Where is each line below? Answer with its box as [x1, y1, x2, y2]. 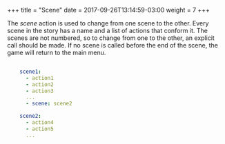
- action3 [25, 88, 54, 94]
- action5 [25, 125, 54, 132]
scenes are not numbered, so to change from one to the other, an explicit [7, 34, 215, 42]
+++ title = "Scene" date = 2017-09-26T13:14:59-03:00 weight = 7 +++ [7, 6, 211, 14]
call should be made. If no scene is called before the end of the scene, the [7, 41, 219, 49]
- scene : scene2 [25, 100, 72, 107]
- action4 [25, 119, 54, 126]
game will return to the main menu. [7, 48, 106, 56]
